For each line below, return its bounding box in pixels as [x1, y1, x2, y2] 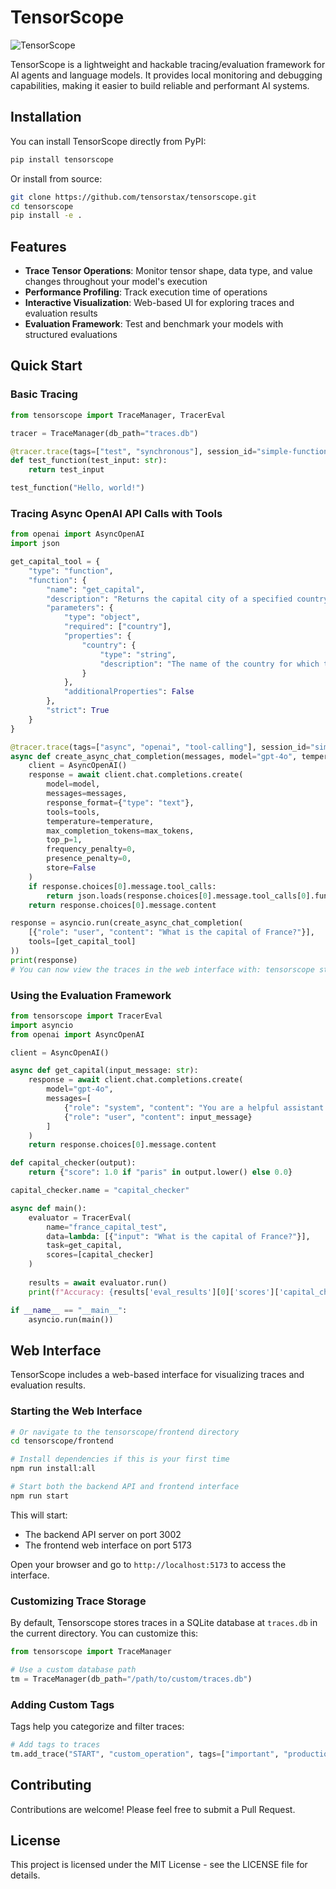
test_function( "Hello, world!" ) [10, 483, 145, 493]
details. [10, 1869, 41, 1881]
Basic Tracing [10, 387, 78, 401]
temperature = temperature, [46, 816, 155, 826]
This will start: [10, 1509, 68, 1521]
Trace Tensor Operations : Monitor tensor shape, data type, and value [24, 265, 313, 277]
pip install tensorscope [10, 154, 114, 165]
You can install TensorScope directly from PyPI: [10, 135, 207, 147]
